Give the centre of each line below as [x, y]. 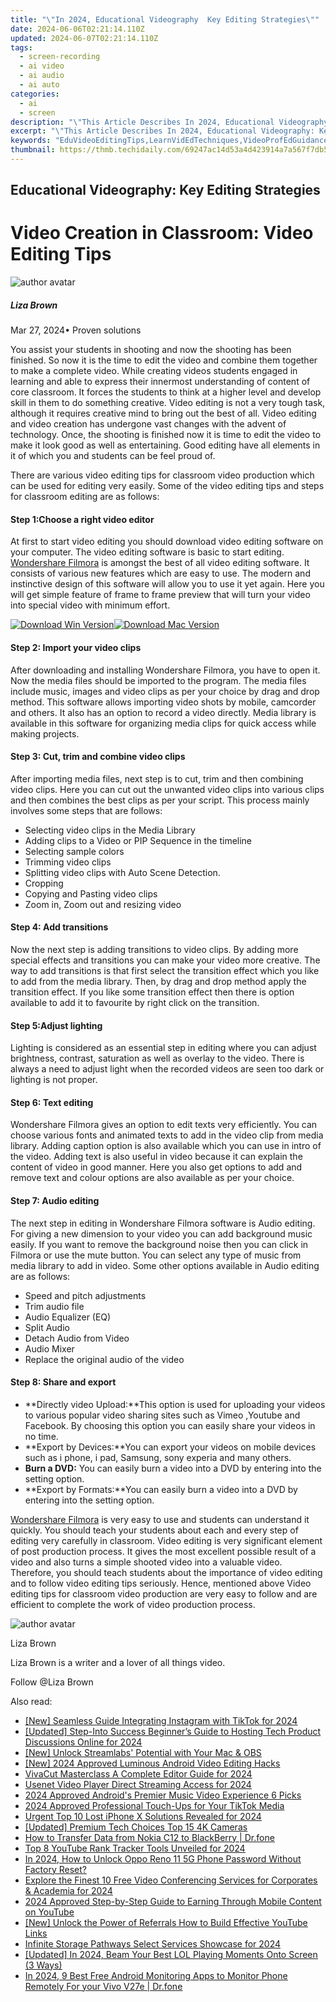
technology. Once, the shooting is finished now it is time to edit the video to [166, 435]
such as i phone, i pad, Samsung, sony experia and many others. [158, 1457]
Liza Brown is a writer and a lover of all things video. [118, 1662]
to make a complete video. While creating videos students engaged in [154, 371]
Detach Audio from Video [77, 1338]
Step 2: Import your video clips [76, 647]
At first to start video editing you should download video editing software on [167, 542]
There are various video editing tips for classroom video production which [162, 475]
